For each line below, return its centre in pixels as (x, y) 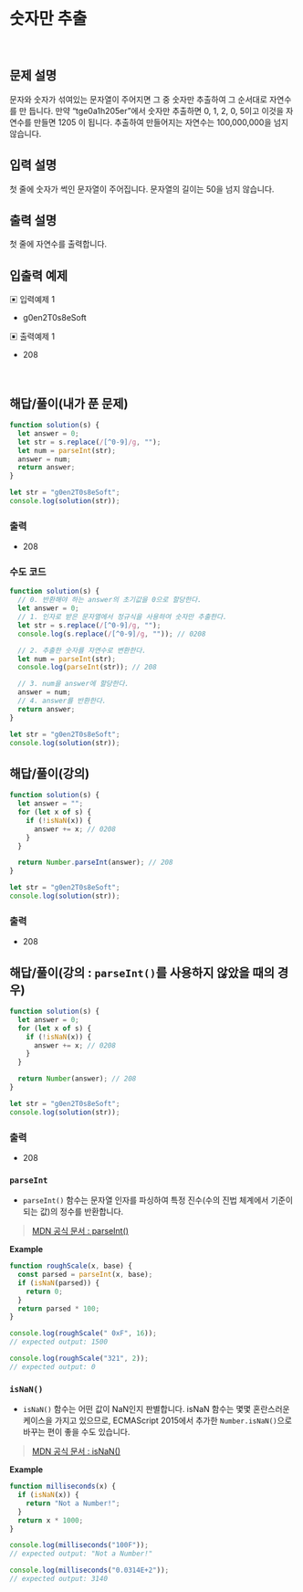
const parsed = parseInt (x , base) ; (85, 1275)
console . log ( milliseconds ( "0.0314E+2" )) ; (89, 1571)
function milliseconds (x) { (63, 1487)
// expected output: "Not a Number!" (81, 1554)
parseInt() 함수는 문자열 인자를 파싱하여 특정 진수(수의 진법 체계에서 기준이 (158, 1200)
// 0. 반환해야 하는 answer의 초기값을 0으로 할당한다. (110, 600)
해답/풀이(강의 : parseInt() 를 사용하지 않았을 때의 (142, 972)
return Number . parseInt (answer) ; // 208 (95, 863)
